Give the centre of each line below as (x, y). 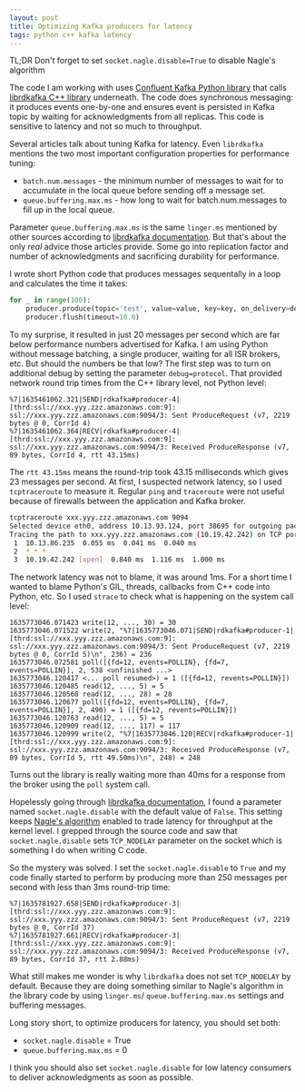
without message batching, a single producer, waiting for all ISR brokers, (145, 354)
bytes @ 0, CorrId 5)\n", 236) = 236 (81, 655)
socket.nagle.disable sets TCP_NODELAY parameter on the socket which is (146, 840)
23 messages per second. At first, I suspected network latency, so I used (146, 481)
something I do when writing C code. (79, 850)
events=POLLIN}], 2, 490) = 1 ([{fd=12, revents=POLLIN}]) (123, 710)
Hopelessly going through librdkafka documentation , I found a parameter (146, 802)
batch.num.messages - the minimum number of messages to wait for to (153, 181)
